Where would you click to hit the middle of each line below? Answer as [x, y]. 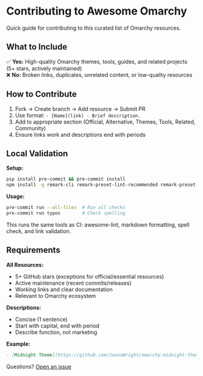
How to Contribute [42, 94]
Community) [31, 128]
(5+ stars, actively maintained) [44, 68]
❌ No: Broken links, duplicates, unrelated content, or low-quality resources [99, 74]
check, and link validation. [39, 231]
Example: [18, 344]
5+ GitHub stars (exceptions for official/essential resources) [89, 276]
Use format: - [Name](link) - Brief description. [78, 115]
